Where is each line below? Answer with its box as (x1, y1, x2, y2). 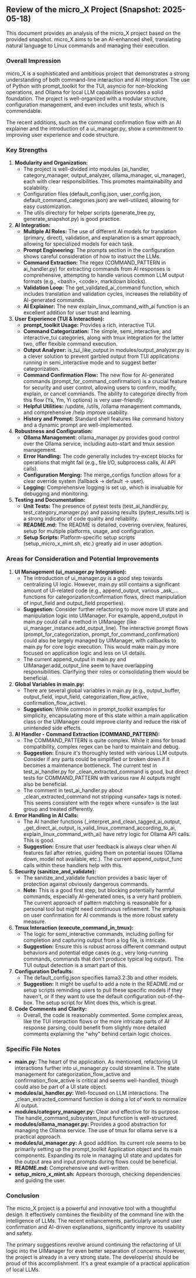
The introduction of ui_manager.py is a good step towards (23, 574, 163, 581)
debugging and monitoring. (23, 490, 90, 497)
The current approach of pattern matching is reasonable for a (23, 899, 171, 906)
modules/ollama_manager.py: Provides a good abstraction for (14, 1121, 167, 1128)
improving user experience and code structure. (6, 132, 120, 139)
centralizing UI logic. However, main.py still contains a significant (23, 581, 180, 588)
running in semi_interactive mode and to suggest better (23, 359, 157, 366)
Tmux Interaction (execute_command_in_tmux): (14, 924, 134, 931)
